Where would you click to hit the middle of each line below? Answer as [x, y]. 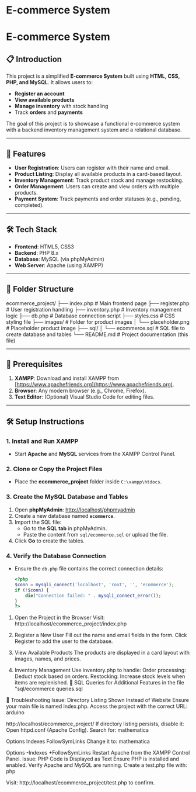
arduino [15, 713]
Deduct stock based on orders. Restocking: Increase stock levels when [100, 676]
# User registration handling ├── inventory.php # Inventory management [94, 309]
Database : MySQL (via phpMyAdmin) [60, 259]
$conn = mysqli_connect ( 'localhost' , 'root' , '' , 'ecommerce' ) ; [94, 585]
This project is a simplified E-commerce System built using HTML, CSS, [93, 76]
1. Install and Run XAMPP [42, 441]
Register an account [39, 94]
